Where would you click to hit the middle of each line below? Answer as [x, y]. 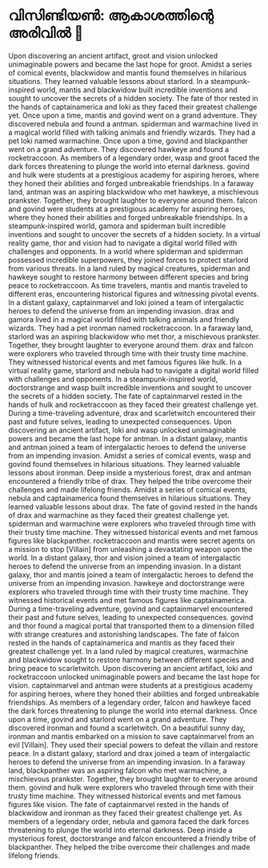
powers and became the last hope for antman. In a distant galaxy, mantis [128, 438]
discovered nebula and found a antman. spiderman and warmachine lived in [133, 123]
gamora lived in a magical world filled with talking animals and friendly [124, 319]
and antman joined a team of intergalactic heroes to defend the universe [127, 447]
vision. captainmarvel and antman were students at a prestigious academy [131, 685]
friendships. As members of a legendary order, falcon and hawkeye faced [130, 702]
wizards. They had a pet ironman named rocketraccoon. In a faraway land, [131, 328]
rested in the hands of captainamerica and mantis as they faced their [122, 642]
